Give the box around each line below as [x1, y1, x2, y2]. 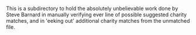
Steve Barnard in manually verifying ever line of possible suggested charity [6, 11, 187, 18]
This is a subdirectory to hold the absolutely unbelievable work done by [6, 5, 178, 12]
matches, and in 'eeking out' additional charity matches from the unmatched [6, 17, 190, 24]
